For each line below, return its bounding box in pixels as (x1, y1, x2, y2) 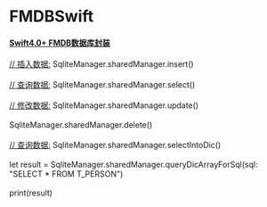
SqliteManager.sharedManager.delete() (9, 120, 153, 130)
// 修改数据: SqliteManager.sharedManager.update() (9, 100, 198, 111)
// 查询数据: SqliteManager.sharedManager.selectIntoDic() (9, 140, 222, 151)
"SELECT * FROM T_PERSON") (9, 169, 124, 179)
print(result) (9, 187, 53, 198)
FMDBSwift (9, 6, 94, 27)
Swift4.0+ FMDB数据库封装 (9, 37, 111, 48)
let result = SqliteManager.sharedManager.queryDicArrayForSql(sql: (9, 159, 258, 170)
